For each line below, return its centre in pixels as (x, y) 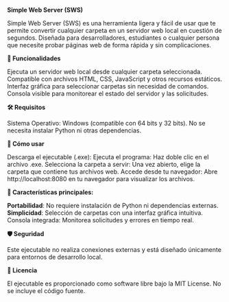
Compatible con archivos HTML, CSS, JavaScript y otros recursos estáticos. (115, 79)
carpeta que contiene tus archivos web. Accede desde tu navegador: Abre (112, 172)
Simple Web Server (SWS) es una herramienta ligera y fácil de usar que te (111, 23)
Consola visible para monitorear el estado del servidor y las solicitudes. (108, 93)
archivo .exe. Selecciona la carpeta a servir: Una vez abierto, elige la (104, 164)
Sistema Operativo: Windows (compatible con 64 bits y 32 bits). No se (106, 123)
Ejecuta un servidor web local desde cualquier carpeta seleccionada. (105, 72)
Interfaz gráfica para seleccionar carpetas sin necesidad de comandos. (108, 86)
